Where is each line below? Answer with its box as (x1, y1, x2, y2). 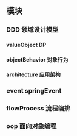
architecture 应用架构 (6, 71, 61, 78)
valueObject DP (6, 41, 47, 48)
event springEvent (6, 87, 62, 95)
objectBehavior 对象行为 (6, 55, 69, 63)
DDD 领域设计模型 (6, 26, 59, 34)
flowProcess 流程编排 (6, 104, 71, 112)
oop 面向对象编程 (6, 121, 57, 130)
